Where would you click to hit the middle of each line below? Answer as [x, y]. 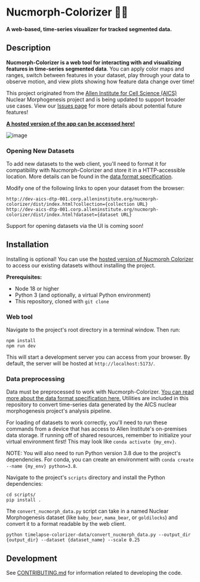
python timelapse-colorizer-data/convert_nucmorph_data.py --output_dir [99, 535]
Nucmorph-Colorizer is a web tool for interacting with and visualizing [94, 62]
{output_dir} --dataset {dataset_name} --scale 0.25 [73, 540]
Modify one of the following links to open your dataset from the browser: [96, 188]
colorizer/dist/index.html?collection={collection [70, 204]
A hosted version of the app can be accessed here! [71, 124]
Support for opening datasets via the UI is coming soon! [75, 226]
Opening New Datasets [40, 151]
